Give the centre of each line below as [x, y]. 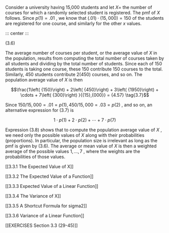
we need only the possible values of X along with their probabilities [75, 135]
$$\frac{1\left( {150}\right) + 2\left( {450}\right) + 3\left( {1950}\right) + [85, 90]
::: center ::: [17, 33]
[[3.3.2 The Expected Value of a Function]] [49, 176]
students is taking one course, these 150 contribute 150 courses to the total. [84, 69]
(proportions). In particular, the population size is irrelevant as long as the [81, 141]
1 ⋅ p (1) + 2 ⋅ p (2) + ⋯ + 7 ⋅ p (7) [85, 120]
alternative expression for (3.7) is [40, 110]
